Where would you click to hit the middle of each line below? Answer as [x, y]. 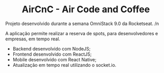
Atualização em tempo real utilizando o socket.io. [64, 65]
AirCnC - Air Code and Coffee [86, 9]
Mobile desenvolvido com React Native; [54, 59]
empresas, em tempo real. [33, 39]
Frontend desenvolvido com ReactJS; [52, 54]
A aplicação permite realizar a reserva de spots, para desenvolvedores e [82, 33]
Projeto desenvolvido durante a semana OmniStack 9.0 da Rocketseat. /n [82, 23]
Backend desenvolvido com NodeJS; [52, 48]
